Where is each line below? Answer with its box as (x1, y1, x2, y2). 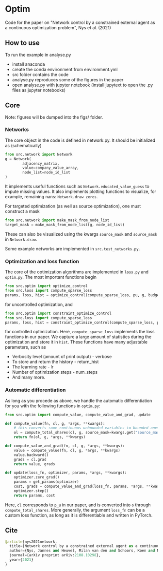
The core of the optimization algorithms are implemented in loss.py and (5, 269, 149, 275)
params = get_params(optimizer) (14, 479, 79, 484)
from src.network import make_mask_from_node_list (5, 218, 110, 223)
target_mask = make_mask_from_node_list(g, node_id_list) (5, 222, 125, 227)
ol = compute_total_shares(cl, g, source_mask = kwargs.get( (14, 430, 136, 435)
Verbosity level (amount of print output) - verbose (12, 354, 112, 360)
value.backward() (14, 452, 49, 457)
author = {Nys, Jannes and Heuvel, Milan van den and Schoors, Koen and (9, 548, 155, 553)
